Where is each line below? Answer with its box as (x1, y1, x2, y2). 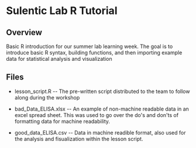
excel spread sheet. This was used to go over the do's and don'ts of (14, 111, 179, 118)
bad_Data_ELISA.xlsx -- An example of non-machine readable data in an (14, 105, 189, 112)
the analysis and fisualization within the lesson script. (14, 135, 143, 142)
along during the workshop (14, 94, 80, 101)
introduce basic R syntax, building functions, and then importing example (6, 49, 183, 56)
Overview (6, 27, 43, 37)
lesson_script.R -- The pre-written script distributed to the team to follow (14, 88, 190, 95)
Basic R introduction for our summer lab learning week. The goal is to (6, 43, 173, 50)
